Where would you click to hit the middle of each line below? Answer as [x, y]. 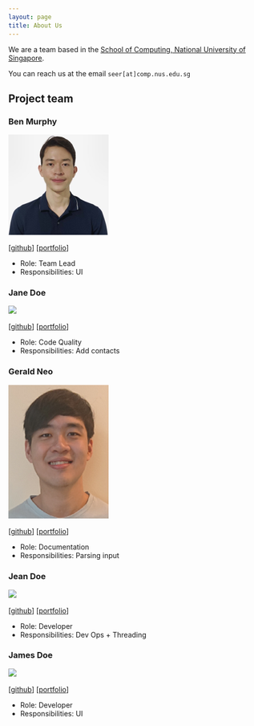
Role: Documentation [54, 547]
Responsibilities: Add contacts [70, 351]
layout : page [30, 17]
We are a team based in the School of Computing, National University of [127, 49]
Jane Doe [27, 293]
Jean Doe [27, 577]
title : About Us [35, 25]
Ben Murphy [33, 121]
